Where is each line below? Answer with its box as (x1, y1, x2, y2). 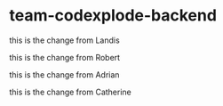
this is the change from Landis (9, 35, 120, 45)
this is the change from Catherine (9, 86, 131, 97)
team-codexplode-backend (9, 5, 218, 26)
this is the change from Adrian (9, 69, 120, 80)
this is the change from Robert (9, 52, 121, 62)
